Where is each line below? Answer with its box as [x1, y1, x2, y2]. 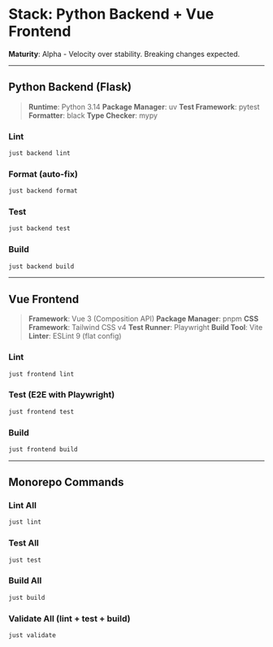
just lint [8, 518, 42, 527]
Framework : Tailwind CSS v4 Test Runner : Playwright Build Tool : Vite [28, 323, 263, 332]
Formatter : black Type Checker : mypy [28, 111, 158, 120]
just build [8, 593, 45, 601]
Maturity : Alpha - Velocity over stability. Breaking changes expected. [8, 49, 240, 59]
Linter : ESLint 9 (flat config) [28, 331, 122, 341]
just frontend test [8, 407, 75, 415]
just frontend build [8, 445, 79, 454]
